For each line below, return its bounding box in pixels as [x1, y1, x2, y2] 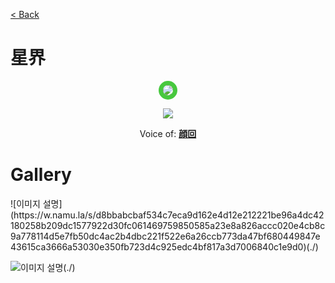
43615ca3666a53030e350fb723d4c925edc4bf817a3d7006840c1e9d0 [10, 240, 304, 253]
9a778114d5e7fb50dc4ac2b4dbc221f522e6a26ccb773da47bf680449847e [10, 230, 321, 242]
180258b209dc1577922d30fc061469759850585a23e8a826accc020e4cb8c [10, 219, 326, 231]
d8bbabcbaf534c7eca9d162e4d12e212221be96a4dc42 [95, 209, 325, 221]
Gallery [10, 164, 72, 186]
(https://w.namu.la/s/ [10, 209, 97, 221]
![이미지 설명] [10, 197, 63, 209]
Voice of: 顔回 [139, 127, 197, 139]
